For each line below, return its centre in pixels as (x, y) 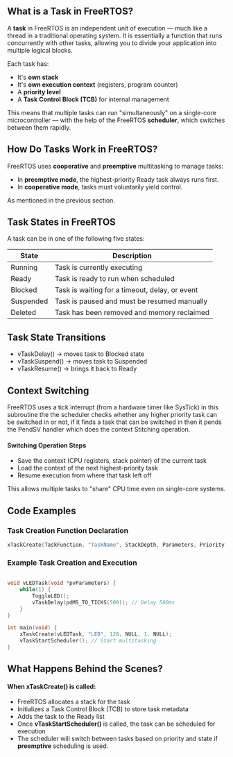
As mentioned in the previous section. (61, 200)
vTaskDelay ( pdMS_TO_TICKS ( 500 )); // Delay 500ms (104, 602)
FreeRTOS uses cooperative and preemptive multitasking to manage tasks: (115, 166)
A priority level (39, 92)
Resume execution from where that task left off (84, 475)
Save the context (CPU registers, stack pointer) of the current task (112, 461)
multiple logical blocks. (40, 50)
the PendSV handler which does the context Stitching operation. (99, 429)
